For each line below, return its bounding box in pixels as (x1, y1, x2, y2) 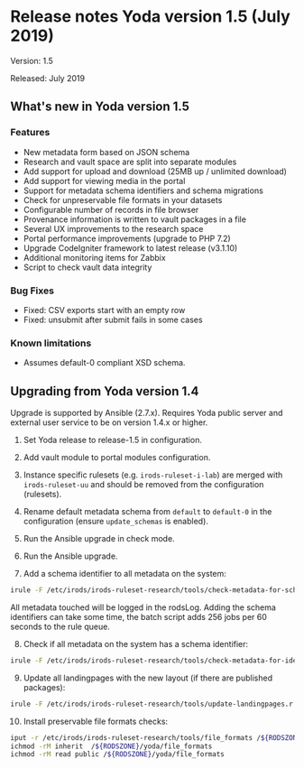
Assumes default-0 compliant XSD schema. (23, 357, 186, 368)
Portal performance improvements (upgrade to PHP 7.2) (23, 233, 231, 244)
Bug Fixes (10, 284, 55, 297)
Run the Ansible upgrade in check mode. (23, 533, 175, 544)
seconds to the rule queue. (10, 621, 111, 632)
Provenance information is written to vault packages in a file (23, 214, 247, 225)
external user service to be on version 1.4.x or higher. (10, 417, 208, 428)
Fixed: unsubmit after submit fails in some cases (23, 314, 203, 325)
